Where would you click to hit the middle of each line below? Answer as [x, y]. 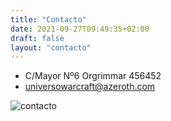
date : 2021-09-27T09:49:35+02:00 [80, 29]
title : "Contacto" [48, 19]
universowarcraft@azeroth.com [90, 87]
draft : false [37, 38]
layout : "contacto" [51, 47]
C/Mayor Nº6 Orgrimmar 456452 [93, 76]
